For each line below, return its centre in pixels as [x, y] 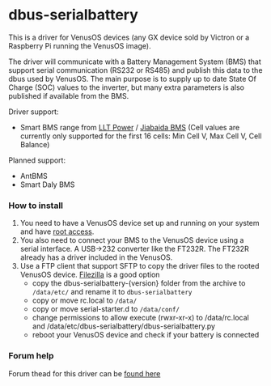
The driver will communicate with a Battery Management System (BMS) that [135, 62]
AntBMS [34, 176]
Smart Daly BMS [47, 185]
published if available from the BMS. [69, 95]
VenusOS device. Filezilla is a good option [90, 275]
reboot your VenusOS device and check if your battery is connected [146, 335]
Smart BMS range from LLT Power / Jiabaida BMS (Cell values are [130, 127]
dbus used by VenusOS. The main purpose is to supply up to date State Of [132, 78]
